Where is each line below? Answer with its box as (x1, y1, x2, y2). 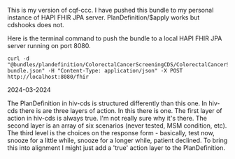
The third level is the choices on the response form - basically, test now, (7, 129, 215, 137)
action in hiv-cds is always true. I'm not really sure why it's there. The (7, 114, 208, 122)
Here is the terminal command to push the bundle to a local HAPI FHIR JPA (7, 34, 222, 43)
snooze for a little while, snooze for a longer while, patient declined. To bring (7, 136, 228, 144)
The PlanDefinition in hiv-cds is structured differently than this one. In (7, 99, 208, 107)
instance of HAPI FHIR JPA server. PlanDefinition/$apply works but (7, 13, 200, 22)
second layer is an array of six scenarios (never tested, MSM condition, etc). (7, 121, 227, 130)
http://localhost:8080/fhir (7, 73, 90, 80)
